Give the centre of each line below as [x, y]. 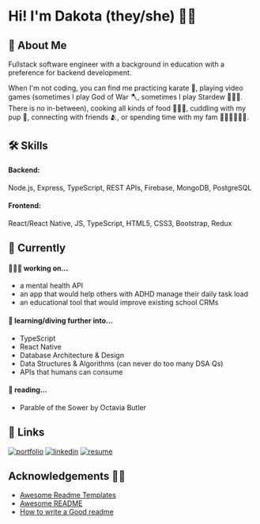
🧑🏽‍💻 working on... [38, 268]
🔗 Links [26, 433]
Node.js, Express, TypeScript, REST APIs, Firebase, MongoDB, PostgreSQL [130, 187]
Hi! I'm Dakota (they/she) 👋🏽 [102, 16]
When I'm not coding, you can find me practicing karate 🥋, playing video [126, 88]
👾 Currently [37, 248]
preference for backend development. [70, 73]
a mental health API [51, 286]
